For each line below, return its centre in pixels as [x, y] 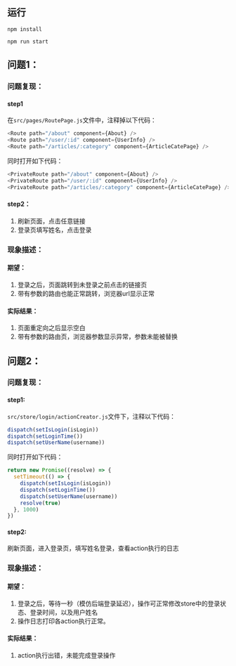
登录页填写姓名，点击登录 [54, 230]
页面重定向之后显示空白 [51, 328]
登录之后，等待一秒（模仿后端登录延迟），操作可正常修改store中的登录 [119, 603]
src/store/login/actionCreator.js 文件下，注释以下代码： [92, 416]
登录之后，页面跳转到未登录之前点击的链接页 [82, 285]
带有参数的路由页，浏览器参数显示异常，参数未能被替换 [97, 337]
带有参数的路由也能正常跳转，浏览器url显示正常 [86, 293]
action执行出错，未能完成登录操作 [66, 655]
